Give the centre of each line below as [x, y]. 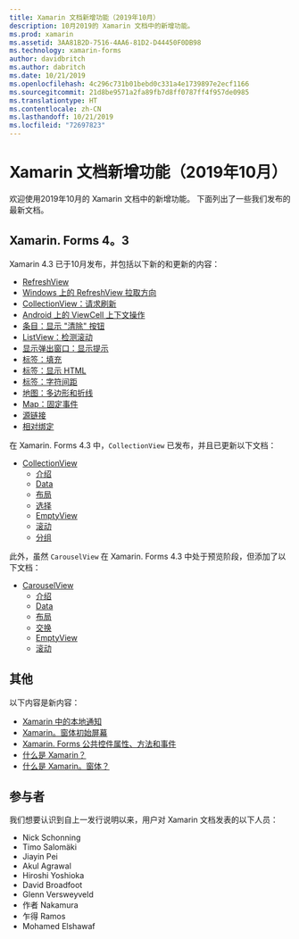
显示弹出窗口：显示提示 [65, 348]
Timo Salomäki [50, 847]
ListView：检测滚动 [58, 337]
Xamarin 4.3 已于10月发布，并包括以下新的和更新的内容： [115, 263]
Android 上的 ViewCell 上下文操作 [83, 314]
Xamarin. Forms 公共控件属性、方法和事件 [99, 744]
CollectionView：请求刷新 [69, 303]
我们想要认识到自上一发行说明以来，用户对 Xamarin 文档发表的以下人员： [144, 820]
